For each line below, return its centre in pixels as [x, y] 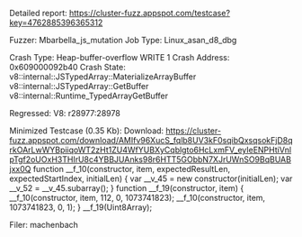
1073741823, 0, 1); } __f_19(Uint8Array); [81, 207]
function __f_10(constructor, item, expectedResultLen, [132, 169]
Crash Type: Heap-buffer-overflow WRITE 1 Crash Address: [120, 57]
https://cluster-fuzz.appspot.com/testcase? [150, 13]
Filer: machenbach [44, 225]
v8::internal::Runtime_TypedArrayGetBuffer [89, 96]
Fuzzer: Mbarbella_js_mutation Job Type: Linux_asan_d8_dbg [123, 40]
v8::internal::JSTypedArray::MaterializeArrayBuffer [103, 77]
